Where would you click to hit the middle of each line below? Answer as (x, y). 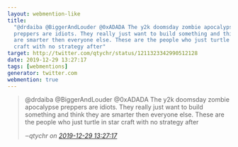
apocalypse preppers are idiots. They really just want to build (114, 107)
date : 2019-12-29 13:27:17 (47, 60)
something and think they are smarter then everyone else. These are (125, 114)
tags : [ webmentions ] (38, 66)
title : (17, 20)
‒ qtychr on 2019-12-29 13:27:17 (71, 136)
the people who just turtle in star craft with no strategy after (112, 122)
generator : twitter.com (42, 73)
